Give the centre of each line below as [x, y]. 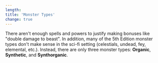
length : [13, 10]
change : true [19, 19]
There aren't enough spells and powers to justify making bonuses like [77, 34]
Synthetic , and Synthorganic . [37, 55]
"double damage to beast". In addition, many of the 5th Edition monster [79, 39]
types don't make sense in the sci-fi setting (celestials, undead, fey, [76, 44]
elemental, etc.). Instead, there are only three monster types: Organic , [78, 50]
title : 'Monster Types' [30, 15]
